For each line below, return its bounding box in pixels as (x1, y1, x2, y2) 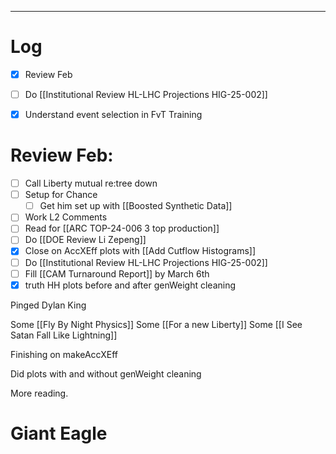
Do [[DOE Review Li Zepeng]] (24, 234, 147, 246)
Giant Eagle (10, 422, 108, 445)
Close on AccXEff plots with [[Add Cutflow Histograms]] (24, 245, 257, 257)
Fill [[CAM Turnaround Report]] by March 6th (24, 267, 210, 280)
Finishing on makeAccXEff (10, 348, 118, 360)
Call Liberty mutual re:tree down (24, 177, 158, 190)
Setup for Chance (24, 189, 98, 201)
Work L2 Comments (24, 211, 108, 223)
